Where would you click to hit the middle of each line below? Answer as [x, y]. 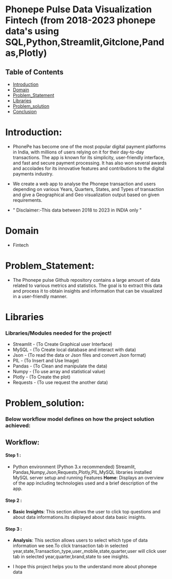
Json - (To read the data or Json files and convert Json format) [79, 355]
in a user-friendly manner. [40, 296]
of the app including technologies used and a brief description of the [85, 483]
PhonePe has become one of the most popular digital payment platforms [89, 146]
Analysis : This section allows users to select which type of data [80, 541]
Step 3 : [14, 529]
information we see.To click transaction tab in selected [70, 546]
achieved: [18, 426]
